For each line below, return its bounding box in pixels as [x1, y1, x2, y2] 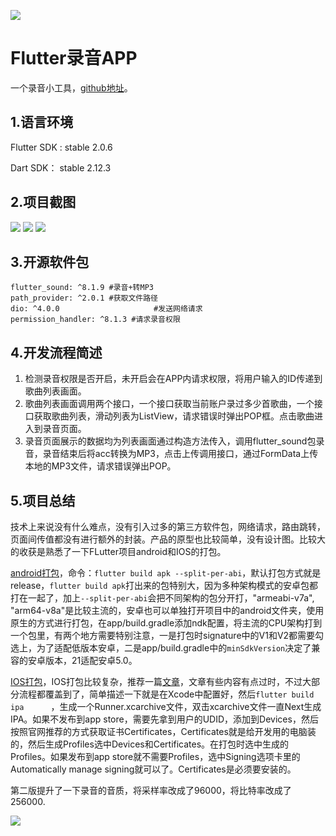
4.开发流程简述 [10, 344, 103, 361]
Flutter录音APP [10, 47, 138, 70]
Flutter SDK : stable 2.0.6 [10, 141, 113, 153]
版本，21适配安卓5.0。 [44, 655, 138, 666]
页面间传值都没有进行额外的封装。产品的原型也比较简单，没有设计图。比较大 [10, 533, 326, 545]
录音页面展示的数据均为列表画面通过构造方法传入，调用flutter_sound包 [24, 435, 317, 447]
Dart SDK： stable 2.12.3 [10, 161, 112, 174]
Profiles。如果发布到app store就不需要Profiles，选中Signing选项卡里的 [10, 751, 301, 762]
